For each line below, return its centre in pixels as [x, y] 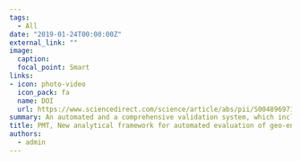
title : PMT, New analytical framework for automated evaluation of [138, 126]
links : [21, 76]
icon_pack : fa [43, 92]
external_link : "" [43, 42]
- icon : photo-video [48, 84]
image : [21, 51]
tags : [19, 17]
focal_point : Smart [54, 68]
